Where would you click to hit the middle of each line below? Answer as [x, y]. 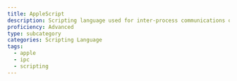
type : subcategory [34, 33]
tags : [15, 46]
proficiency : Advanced [41, 27]
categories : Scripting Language [55, 40]
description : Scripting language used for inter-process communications [116, 20]
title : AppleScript [36, 14]
